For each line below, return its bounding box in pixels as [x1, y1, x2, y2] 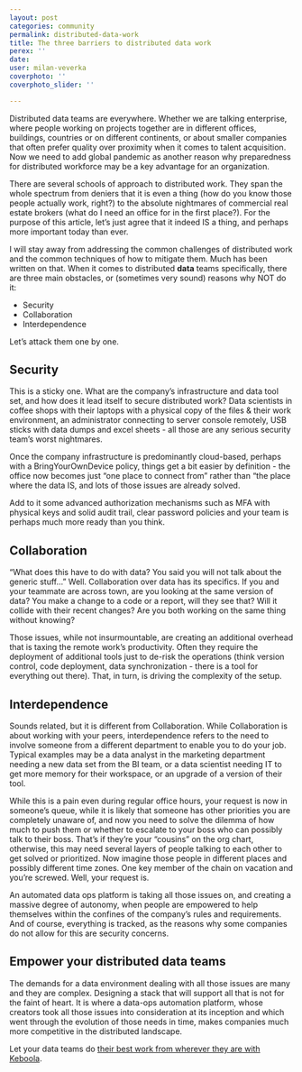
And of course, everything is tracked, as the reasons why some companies [9, 919, 288, 930]
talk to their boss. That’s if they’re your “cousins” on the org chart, [9, 834, 254, 845]
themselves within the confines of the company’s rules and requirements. [9, 909, 282, 920]
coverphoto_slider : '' [9, 80, 95, 89]
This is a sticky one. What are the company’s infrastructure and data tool [9, 386, 279, 397]
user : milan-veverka [9, 64, 87, 73]
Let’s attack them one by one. [9, 335, 120, 347]
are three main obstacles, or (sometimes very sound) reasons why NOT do [9, 272, 287, 283]
